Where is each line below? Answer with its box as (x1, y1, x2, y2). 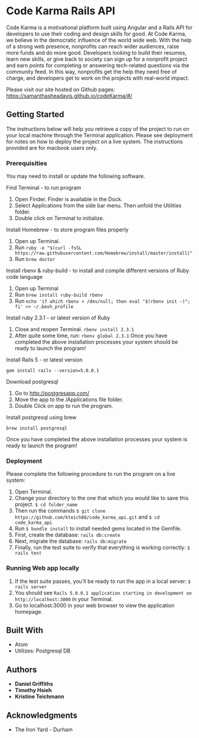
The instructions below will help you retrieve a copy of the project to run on (6, 125, 190, 132)
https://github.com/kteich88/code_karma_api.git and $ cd (14, 513, 160, 521)
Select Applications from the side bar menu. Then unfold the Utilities (14, 202, 182, 209)
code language (6, 274, 43, 281)
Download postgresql (6, 378, 59, 385)
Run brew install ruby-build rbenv (14, 291, 103, 299)
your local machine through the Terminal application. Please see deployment (6, 131, 193, 139)
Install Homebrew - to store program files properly (6, 226, 129, 233)
